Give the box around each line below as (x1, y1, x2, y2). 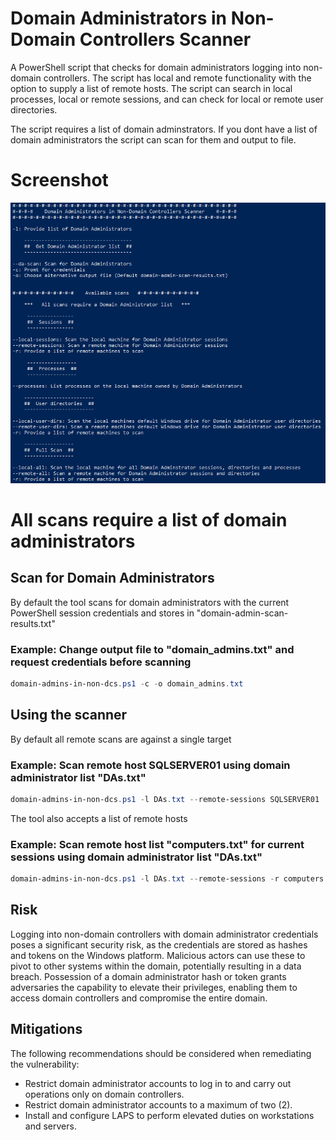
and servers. (24, 1120, 77, 1132)
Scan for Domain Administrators (10, 570, 215, 587)
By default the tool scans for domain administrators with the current (10, 596, 290, 608)
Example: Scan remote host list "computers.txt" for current (10, 837, 305, 851)
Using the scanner (10, 707, 128, 724)
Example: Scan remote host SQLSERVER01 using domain (10, 758, 291, 772)
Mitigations (10, 1021, 83, 1038)
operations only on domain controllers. (24, 1088, 185, 1100)
